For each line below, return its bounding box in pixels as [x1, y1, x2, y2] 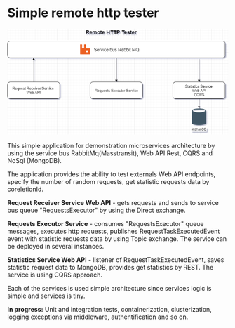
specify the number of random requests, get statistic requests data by [7, 177, 210, 185]
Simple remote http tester [7, 5, 159, 21]
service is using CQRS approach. [7, 270, 103, 279]
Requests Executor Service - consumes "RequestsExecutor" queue [7, 219, 205, 228]
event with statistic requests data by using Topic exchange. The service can [7, 234, 227, 243]
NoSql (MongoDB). [7, 156, 62, 164]
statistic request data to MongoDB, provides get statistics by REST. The [7, 263, 214, 271]
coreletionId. [7, 185, 44, 193]
